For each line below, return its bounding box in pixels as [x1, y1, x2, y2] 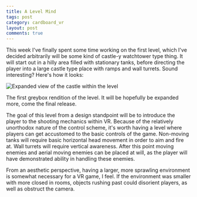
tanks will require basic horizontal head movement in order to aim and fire [6, 137, 184, 144]
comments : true [6, 30, 43, 36]
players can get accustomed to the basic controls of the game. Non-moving [6, 130, 189, 138]
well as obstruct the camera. [6, 185, 75, 192]
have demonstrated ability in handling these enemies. [6, 155, 135, 162]
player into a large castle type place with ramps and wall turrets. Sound [6, 65, 178, 72]
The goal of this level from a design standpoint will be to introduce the [6, 112, 175, 119]
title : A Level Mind [6, 8, 57, 15]
